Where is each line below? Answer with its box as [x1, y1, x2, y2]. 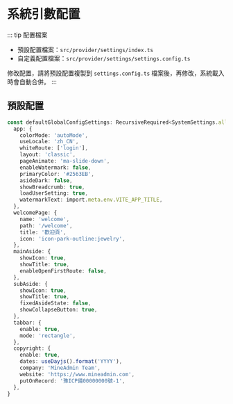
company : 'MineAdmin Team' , [19, 364, 101, 371]
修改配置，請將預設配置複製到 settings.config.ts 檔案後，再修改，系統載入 [7, 69, 225, 77]
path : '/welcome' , [19, 222, 73, 229]
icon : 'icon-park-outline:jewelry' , [19, 235, 126, 242]
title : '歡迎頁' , [19, 229, 67, 236]
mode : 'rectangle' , [19, 332, 76, 339]
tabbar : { [13, 319, 42, 326]
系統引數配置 [7, 6, 81, 22]
